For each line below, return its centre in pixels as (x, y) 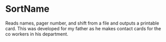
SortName (27, 9)
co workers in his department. (37, 34)
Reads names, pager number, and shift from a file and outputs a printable (82, 23)
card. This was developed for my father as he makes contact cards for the (83, 28)
